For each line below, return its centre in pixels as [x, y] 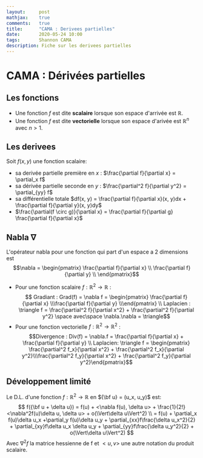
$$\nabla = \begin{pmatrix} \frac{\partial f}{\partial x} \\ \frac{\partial [99, 268]
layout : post [28, 12]
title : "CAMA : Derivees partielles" [61, 29]
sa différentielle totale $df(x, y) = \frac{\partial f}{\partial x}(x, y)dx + [101, 199]
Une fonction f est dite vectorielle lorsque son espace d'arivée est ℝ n [102, 120]
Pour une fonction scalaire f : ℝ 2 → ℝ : [63, 287]
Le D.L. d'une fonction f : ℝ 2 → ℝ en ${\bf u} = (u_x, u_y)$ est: [84, 396]
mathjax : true [28, 18]
